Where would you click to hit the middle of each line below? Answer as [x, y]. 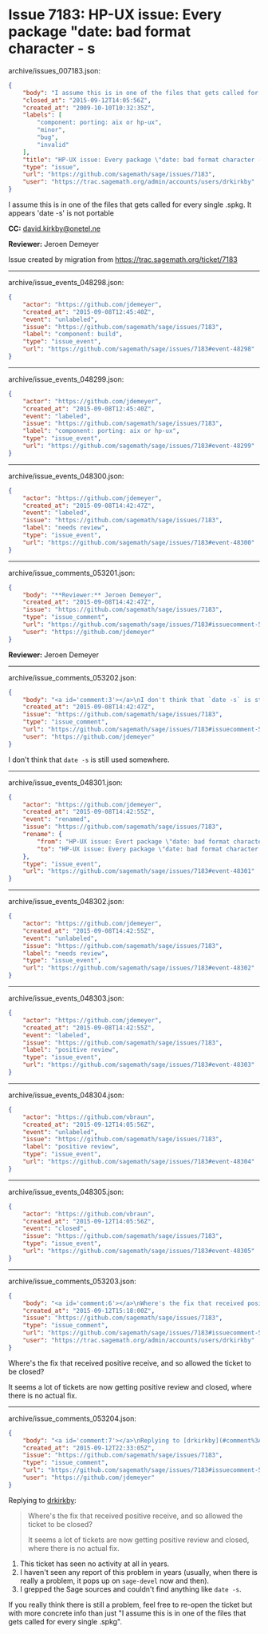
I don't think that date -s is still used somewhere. [89, 759]
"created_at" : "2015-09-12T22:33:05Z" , [89, 1448]
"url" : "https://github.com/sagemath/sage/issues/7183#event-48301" [139, 871]
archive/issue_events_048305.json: [66, 1192]
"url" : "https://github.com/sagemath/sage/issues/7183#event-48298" [139, 349]
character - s [52, 49]
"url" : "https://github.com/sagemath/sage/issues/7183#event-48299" [139, 446]
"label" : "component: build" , [73, 334]
